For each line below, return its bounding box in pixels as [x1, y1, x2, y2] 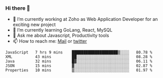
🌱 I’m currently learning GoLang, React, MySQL [12, 27, 113, 33]
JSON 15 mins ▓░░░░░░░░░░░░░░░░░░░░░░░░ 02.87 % [5, 63, 153, 68]
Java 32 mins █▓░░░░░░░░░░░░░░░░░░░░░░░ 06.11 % [5, 59, 153, 64]
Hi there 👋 [5, 5, 31, 12]
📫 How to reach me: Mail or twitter [12, 38, 87, 44]
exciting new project [12, 21, 56, 28]
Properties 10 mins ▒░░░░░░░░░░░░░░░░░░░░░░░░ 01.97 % [5, 68, 153, 73]
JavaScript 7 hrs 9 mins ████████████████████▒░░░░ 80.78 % [5, 50, 153, 55]
